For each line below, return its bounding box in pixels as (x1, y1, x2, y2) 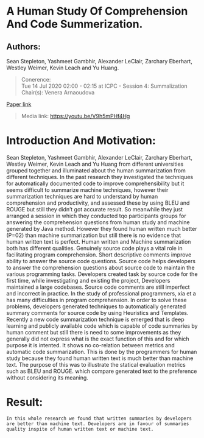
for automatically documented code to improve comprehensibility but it (6, 180, 185, 187)
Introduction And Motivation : (6, 134, 157, 147)
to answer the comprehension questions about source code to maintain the (6, 264, 195, 271)
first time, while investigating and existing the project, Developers (6, 277, 171, 284)
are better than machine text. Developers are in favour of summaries (6, 420, 189, 427)
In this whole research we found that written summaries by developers (6, 415, 192, 422)
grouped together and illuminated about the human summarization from (6, 166, 186, 174)
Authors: (6, 41, 41, 52)
